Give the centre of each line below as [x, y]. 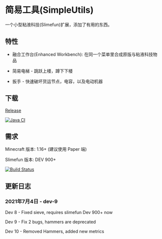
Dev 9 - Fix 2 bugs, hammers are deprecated [51, 222]
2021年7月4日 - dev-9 [31, 201]
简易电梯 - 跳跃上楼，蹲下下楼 [42, 71]
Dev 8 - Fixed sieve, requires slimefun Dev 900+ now [59, 212]
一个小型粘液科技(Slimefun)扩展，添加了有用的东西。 [59, 25]
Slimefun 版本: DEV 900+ [31, 159]
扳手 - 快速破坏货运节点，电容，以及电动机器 [57, 81]
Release [13, 110]
